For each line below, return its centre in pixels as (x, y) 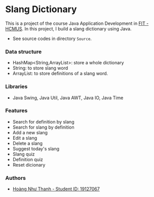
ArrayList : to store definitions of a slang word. (60, 73)
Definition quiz (28, 159)
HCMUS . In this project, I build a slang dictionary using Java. (68, 28)
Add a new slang (30, 132)
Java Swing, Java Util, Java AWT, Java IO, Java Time (68, 98)
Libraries (16, 87)
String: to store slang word (40, 68)
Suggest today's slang (36, 148)
